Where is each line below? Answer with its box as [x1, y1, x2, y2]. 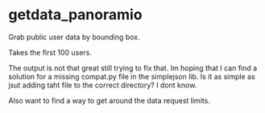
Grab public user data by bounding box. [8, 32, 140, 42]
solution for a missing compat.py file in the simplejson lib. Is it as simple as [8, 71, 255, 81]
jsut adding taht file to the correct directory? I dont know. [8, 80, 197, 90]
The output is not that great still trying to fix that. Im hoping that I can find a [8, 63, 258, 73]
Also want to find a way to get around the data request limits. [8, 95, 211, 105]
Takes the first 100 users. [8, 47, 93, 57]
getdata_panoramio [8, 6, 143, 24]
